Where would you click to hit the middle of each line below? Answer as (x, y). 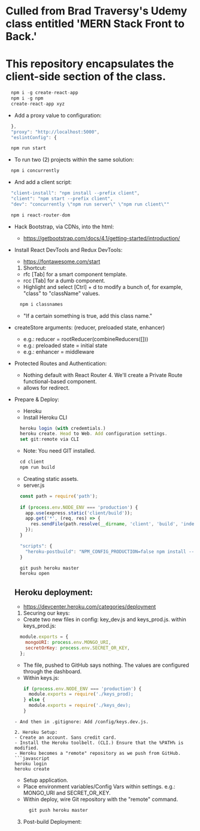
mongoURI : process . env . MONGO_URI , (68, 642)
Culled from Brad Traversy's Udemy (96, 11)
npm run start (28, 148)
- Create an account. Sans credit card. (65, 737)
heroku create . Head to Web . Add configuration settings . (94, 434)
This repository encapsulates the (90, 64)
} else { (34, 700)
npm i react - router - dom (40, 215)
